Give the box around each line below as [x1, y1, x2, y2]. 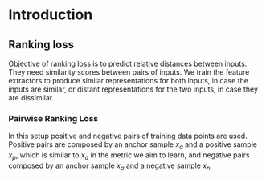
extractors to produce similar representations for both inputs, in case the [8, 76, 249, 85]
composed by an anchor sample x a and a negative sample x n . [8, 161, 213, 172]
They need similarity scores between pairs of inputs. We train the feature [8, 67, 250, 77]
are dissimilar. [8, 93, 55, 102]
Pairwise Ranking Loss [8, 112, 99, 124]
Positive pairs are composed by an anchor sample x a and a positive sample [8, 140, 257, 152]
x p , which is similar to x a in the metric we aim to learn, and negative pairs [8, 150, 251, 161]
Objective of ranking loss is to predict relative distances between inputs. [8, 59, 248, 68]
